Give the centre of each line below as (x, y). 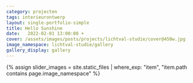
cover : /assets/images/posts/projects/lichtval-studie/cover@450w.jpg (96, 39)
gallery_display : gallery (38, 50)
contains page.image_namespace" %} (53, 73)
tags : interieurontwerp (36, 17)
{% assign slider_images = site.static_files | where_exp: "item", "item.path (96, 67)
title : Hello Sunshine (34, 28)
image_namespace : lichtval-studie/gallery (60, 45)
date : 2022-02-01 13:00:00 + (45, 34)
